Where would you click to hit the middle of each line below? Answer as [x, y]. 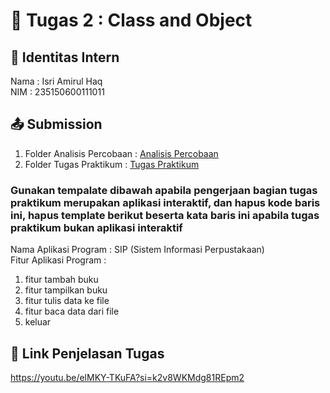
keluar [38, 322]
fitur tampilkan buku [66, 290]
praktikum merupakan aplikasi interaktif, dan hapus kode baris [165, 202]
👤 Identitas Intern [65, 57]
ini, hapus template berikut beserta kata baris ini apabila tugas [165, 215]
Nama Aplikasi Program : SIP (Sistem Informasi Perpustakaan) [137, 250]
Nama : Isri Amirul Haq [56, 81]
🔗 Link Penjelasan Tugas [87, 353]
